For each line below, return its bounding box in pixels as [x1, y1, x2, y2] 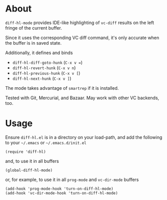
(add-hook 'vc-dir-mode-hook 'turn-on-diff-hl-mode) [5, 190, 118, 195]
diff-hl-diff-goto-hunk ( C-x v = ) [12, 59, 83, 65]
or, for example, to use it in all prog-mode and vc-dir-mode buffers [5, 176, 139, 182]
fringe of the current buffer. [5, 25, 62, 31]
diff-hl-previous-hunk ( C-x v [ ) [12, 70, 80, 76]
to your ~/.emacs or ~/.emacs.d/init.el [5, 139, 87, 145]
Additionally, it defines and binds [5, 50, 73, 56]
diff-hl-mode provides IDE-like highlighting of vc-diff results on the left [5, 20, 154, 26]
